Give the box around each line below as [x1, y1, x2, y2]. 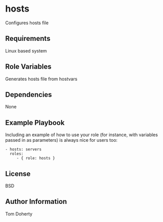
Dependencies [5, 90, 52, 99]
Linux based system [5, 47, 47, 53]
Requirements [5, 34, 50, 43]
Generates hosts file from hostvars [5, 76, 78, 82]
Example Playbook [5, 118, 65, 127]
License [5, 170, 31, 178]
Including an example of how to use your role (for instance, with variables [5, 132, 158, 138]
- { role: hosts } [16, 156, 56, 161]
